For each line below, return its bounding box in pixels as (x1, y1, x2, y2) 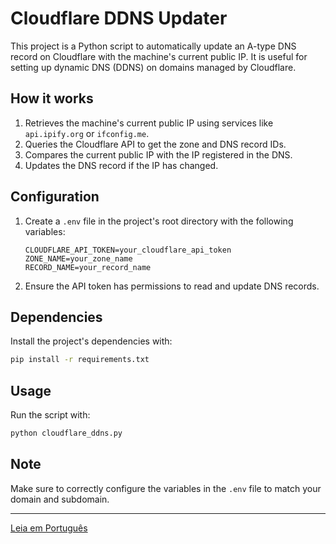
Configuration (10, 188, 100, 206)
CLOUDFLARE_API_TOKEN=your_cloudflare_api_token (24, 245, 232, 255)
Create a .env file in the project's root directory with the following (24, 215, 294, 227)
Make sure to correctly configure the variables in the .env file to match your (10, 482, 322, 494)
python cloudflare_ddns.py (10, 428, 123, 439)
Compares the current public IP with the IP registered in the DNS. (24, 148, 293, 161)
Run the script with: (10, 409, 91, 421)
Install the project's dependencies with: (10, 335, 173, 347)
